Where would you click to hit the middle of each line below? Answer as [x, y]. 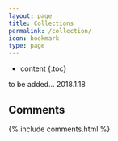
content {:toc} [43, 68]
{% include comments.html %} [59, 129]
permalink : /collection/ [50, 31]
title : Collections [41, 23]
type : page [27, 46]
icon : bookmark [34, 38]
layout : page [30, 16]
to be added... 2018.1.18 [47, 85]
